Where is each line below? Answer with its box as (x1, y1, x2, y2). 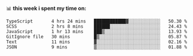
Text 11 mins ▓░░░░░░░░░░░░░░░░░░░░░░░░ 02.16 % (6, 39, 187, 45)
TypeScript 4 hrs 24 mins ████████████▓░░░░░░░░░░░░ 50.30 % (6, 18, 187, 24)
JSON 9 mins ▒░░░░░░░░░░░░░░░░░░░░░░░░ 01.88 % (6, 44, 187, 50)
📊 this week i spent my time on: (6, 5, 87, 12)
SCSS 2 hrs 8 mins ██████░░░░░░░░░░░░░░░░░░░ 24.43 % (6, 24, 187, 29)
